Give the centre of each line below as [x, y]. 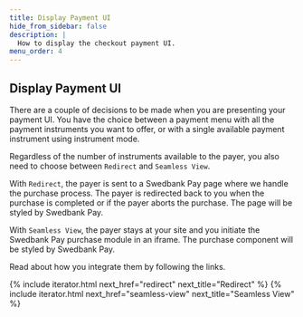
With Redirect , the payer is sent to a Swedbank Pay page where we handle [149, 183]
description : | [38, 34]
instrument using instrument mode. [75, 139]
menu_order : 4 [36, 52]
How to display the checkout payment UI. [97, 43]
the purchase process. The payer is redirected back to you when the [137, 193]
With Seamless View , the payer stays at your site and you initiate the [135, 230]
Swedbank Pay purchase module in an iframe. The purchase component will [151, 239]
